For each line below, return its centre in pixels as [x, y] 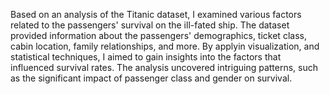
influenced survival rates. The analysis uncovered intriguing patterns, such [164, 67]
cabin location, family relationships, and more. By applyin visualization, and [165, 46]
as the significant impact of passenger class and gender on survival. [151, 78]
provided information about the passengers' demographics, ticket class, [158, 35]
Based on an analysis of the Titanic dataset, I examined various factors [156, 14]
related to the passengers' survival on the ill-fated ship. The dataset [150, 25]
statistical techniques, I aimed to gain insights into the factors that [146, 57]
